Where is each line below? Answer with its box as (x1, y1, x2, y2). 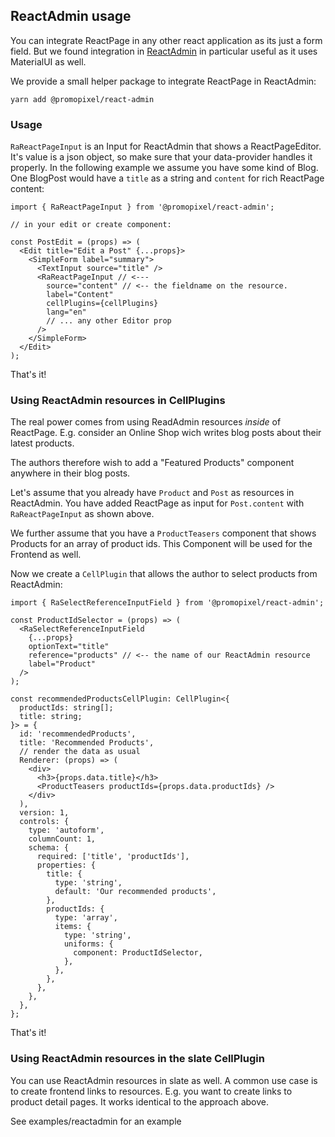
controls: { (19, 817, 70, 827)
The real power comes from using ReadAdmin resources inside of (10, 416, 282, 428)
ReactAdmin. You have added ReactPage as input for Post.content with (10, 497, 305, 509)
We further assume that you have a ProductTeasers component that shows (10, 527, 317, 539)
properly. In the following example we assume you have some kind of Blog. (10, 162, 319, 174)
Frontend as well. (10, 549, 82, 561)
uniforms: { (63, 939, 114, 949)
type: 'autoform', (28, 825, 105, 836)
